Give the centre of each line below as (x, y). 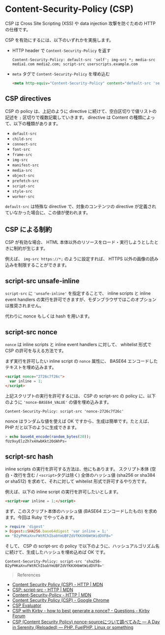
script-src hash (29, 456)
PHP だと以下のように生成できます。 (42, 427)
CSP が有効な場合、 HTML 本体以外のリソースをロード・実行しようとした (80, 242)
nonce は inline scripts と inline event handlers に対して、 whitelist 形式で (78, 345)
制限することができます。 (44, 265)
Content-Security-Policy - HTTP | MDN (52, 595)
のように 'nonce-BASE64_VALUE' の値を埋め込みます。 (58, 402)
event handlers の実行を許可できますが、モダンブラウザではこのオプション (81, 300)
